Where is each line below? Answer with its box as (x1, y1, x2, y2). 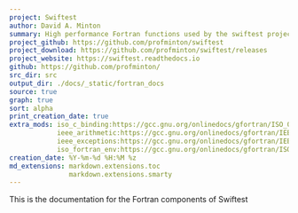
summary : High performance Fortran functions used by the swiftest (9, 29, 264, 38)
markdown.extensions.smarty (68, 170, 173, 178)
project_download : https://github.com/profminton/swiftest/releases (9, 46, 268, 55)
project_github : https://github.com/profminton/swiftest (9, 37, 224, 47)
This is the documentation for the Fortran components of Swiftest (9, 194, 248, 205)
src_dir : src (9, 71, 58, 80)
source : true (9, 87, 58, 96)
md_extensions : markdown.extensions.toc (9, 162, 161, 170)
